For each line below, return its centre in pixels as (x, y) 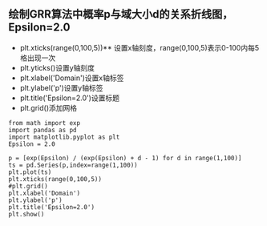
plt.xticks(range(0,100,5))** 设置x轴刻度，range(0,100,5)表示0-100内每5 (139, 47)
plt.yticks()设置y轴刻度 (57, 67)
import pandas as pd (43, 130)
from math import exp (44, 123)
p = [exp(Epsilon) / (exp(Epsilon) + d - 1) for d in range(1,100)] (125, 158)
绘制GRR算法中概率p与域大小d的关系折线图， (121, 14)
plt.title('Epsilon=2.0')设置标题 (70, 98)
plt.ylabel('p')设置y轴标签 (61, 87)
